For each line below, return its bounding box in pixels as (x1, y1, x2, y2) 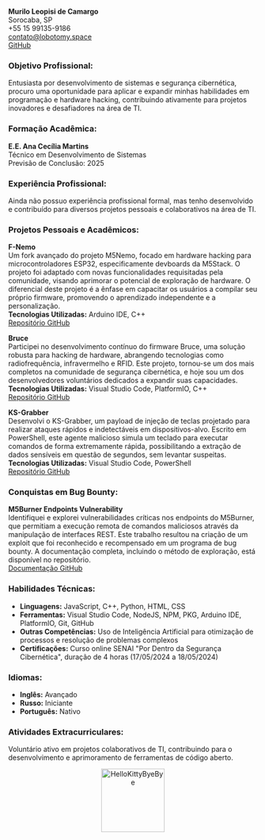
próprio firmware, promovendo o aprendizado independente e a (8, 293, 216, 302)
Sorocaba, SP (8, 15, 53, 25)
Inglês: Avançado (19, 690, 78, 700)
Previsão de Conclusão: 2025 (8, 158, 104, 167)
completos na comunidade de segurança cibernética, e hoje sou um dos (8, 367, 244, 377)
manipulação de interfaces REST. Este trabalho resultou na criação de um (8, 530, 248, 539)
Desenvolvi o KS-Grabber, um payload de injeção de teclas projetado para (8, 416, 251, 426)
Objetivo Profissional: (8, 59, 93, 71)
